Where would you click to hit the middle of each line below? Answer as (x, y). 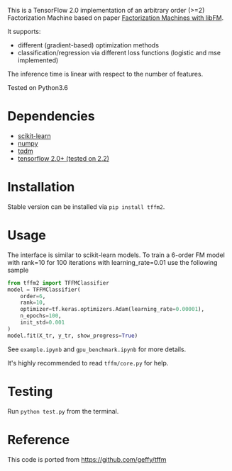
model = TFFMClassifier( (44, 290)
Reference (38, 439)
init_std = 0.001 (43, 323)
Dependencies (51, 117)
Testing (30, 391)
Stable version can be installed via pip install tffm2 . (86, 206)
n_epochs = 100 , (41, 316)
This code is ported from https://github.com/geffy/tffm (87, 459)
